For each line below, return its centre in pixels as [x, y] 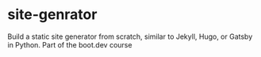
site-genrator [52, 15]
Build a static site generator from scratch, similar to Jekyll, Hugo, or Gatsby [130, 36]
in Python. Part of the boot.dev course [70, 44]
